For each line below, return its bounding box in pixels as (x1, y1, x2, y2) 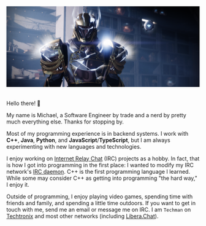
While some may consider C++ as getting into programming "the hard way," (6, 174, 197, 182)
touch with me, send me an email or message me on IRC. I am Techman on (6, 206, 191, 213)
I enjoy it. (6, 181, 29, 188)
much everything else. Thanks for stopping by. (6, 118, 124, 125)
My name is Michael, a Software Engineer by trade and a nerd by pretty (6, 111, 187, 119)
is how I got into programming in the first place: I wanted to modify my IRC (6, 161, 194, 168)
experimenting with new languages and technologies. (6, 142, 142, 150)
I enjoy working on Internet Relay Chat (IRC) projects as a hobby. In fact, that (6, 155, 200, 162)
